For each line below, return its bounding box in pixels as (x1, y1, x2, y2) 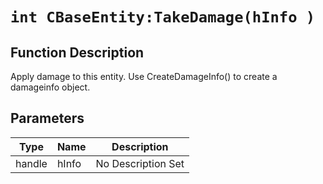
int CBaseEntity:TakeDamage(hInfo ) (10, 8, 316, 27)
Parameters (10, 110, 85, 127)
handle (15, 156, 48, 170)
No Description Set (95, 156, 185, 170)
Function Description (10, 44, 145, 61)
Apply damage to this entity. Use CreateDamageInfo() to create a (10, 71, 278, 82)
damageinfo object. (10, 81, 91, 93)
